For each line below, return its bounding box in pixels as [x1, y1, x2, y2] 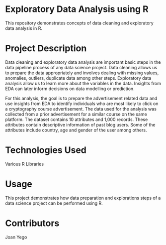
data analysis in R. [5, 25, 42, 31]
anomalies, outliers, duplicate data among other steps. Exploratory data [5, 75, 152, 81]
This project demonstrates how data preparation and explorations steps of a [5, 195, 161, 201]
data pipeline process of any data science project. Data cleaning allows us [5, 64, 158, 70]
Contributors [5, 218, 60, 229]
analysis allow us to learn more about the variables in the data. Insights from [5, 80, 162, 86]
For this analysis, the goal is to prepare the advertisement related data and [5, 95, 158, 101]
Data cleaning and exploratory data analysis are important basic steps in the [5, 59, 161, 65]
